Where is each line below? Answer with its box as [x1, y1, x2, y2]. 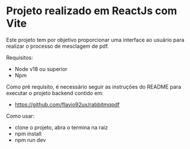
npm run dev [14, 136, 46, 143]
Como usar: [6, 112, 35, 119]
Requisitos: [6, 54, 34, 61]
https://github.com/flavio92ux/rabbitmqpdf [14, 101, 120, 108]
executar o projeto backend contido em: [6, 89, 104, 96]
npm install [14, 130, 42, 137]
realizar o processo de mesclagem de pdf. [6, 43, 110, 50]
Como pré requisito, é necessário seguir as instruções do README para [6, 83, 182, 90]
